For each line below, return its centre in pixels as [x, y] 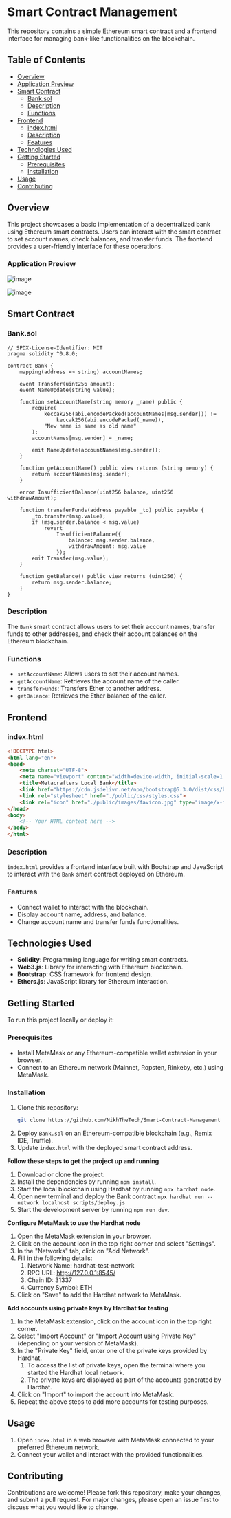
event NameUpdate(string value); [67, 390]
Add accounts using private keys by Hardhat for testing [88, 1308]
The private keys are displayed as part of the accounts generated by [124, 1380]
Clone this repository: [47, 1107]
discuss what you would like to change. [63, 1507]
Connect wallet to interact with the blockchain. [83, 907]
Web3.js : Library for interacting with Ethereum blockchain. [100, 967]
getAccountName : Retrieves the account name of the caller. [98, 681]
